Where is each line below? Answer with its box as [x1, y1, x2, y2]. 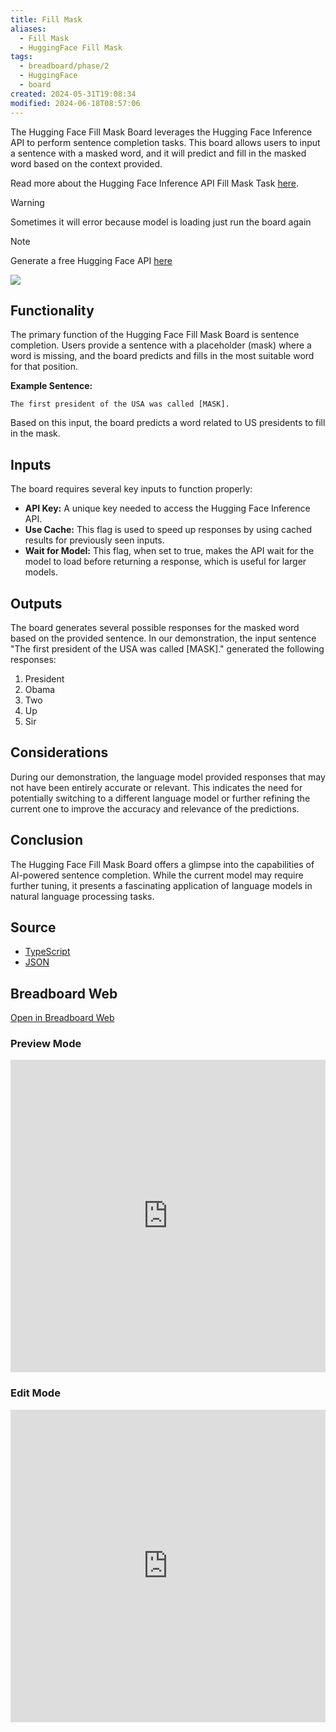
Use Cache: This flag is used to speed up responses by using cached [24, 524, 313, 536]
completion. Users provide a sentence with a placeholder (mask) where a [10, 339, 312, 351]
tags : [10, 52, 33, 62]
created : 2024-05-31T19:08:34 [10, 89, 137, 99]
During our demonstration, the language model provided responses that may [10, 771, 326, 783]
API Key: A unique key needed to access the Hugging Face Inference [24, 502, 311, 515]
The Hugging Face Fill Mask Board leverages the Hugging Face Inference [10, 126, 313, 138]
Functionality [10, 302, 95, 319]
